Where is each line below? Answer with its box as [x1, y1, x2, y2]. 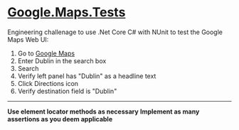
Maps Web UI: [7, 35, 49, 43]
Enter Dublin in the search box [17, 56, 107, 65]
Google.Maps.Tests [7, 4, 126, 21]
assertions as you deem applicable [7, 114, 113, 123]
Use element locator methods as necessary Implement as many [7, 107, 200, 116]
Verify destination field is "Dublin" [17, 87, 117, 95]
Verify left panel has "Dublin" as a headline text [17, 72, 156, 80]
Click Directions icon [17, 79, 79, 87]
